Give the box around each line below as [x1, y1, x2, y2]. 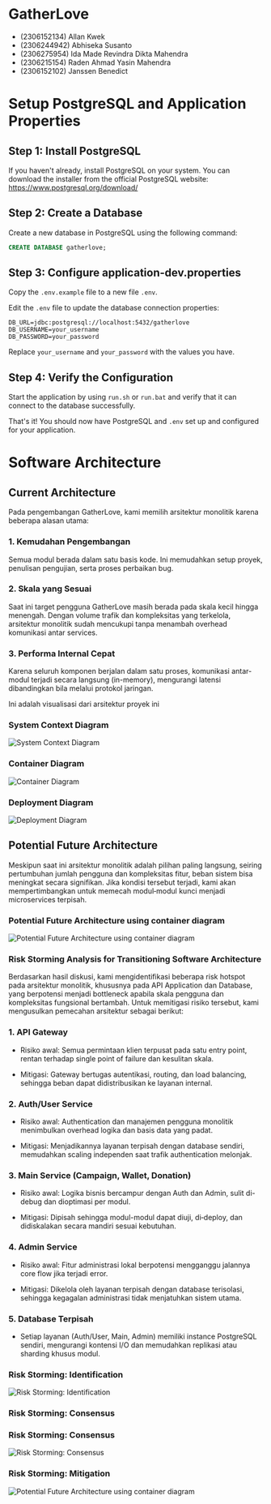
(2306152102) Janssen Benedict [19, 66, 128, 75]
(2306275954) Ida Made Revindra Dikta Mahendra [19, 49, 188, 58]
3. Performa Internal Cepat [8, 648, 116, 659]
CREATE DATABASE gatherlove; [8, 243, 107, 251]
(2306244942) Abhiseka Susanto [19, 40, 132, 49]
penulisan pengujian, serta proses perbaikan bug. [8, 563, 174, 572]
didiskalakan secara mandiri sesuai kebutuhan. [19, 1221, 176, 1231]
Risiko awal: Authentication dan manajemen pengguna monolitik [19, 1116, 234, 1127]
